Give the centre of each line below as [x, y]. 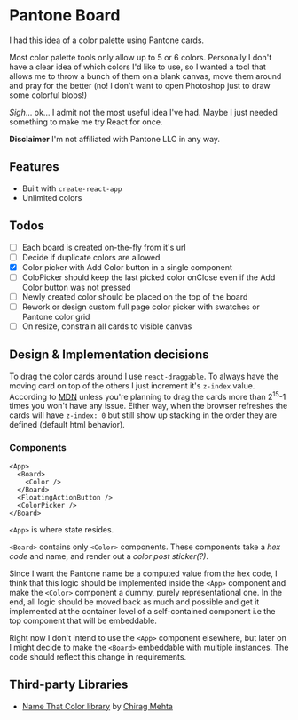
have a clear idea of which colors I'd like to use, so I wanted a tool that [137, 67]
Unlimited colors [52, 197]
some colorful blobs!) [48, 95]
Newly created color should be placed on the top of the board [135, 296]
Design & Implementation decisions [110, 355]
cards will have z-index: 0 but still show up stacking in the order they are [143, 415]
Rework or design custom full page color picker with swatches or [141, 307]
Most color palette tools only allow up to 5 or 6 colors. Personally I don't [141, 57]
